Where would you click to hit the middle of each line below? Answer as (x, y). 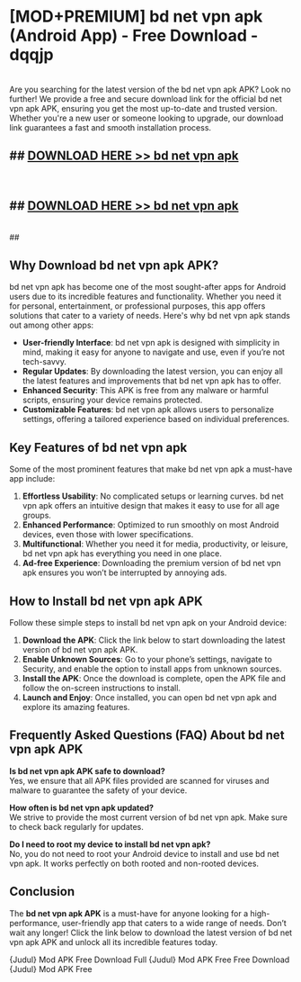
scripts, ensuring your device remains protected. (112, 400)
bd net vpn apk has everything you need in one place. (122, 554)
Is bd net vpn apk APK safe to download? (88, 770)
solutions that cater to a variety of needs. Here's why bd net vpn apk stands (150, 316)
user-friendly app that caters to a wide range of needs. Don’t (174, 923)
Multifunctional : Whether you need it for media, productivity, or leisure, (155, 544)
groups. (37, 516)
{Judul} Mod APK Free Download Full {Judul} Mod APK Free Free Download (150, 959)
